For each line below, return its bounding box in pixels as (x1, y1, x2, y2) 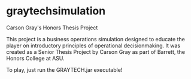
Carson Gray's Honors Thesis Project (6, 24, 98, 31)
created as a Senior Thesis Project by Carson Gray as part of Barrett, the (6, 48, 186, 55)
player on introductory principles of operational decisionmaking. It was (6, 42, 181, 49)
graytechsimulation (6, 4, 106, 18)
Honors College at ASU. (6, 54, 65, 62)
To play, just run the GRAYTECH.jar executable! (6, 66, 123, 73)
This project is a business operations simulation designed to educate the (6, 35, 186, 42)
